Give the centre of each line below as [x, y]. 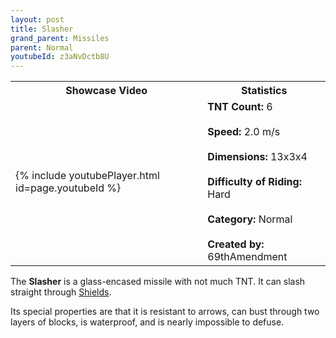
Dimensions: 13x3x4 [257, 157]
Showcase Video [106, 91]
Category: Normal [250, 219]
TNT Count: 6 [240, 107]
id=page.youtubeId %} [68, 188]
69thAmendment [247, 257]
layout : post [37, 19]
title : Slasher [42, 29]
